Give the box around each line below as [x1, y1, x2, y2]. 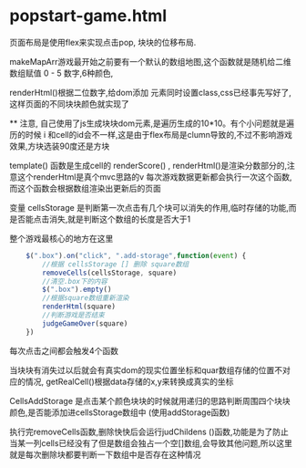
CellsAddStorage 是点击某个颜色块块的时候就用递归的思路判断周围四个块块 [9, 395, 291, 406]
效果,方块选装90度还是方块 [9, 140, 110, 151]
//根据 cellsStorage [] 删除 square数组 [42, 259, 189, 269]
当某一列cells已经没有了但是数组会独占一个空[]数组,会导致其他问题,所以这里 [9, 437, 293, 448]
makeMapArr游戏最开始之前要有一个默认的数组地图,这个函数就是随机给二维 [9, 56, 291, 67]
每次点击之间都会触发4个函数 [9, 345, 119, 356]
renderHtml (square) [42, 302, 117, 311]
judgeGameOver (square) [42, 318, 128, 328]
